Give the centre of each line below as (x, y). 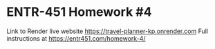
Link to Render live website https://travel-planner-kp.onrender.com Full (107, 31)
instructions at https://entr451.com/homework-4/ (76, 38)
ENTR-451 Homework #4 (79, 12)
